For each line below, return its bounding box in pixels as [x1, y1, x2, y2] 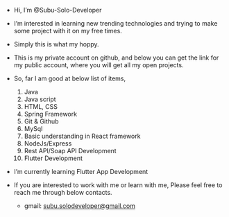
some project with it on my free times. [13, 27, 123, 35]
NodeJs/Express [24, 139, 72, 148]
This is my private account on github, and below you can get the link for [13, 53, 219, 62]
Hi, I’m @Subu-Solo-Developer [13, 6, 102, 14]
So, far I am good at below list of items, [13, 74, 126, 83]
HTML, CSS [24, 103, 58, 110]
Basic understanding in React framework [24, 132, 141, 140]
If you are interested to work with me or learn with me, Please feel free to [13, 181, 223, 189]
